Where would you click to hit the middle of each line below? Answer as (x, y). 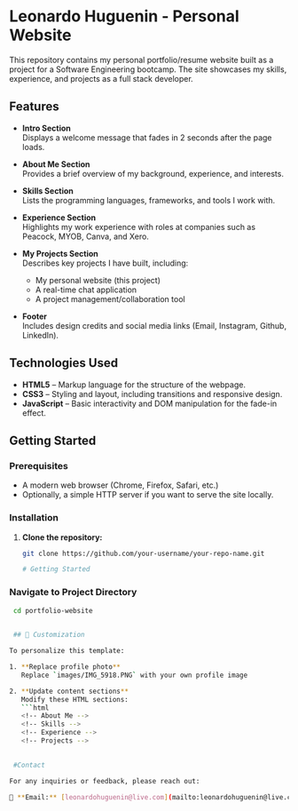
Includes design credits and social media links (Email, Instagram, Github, (154, 325)
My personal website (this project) (98, 280)
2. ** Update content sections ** (69, 691)
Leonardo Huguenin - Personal (124, 16)
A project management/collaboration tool (110, 298)
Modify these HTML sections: (74, 699)
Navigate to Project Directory (73, 592)
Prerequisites (39, 465)
